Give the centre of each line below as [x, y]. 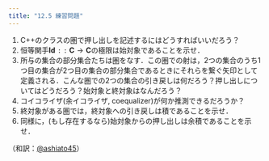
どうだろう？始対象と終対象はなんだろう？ [112, 91]
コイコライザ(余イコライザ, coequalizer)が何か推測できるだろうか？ [132, 100]
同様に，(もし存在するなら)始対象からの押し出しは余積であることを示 [136, 121]
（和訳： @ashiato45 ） [46, 148]
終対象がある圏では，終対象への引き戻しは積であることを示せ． [126, 111]
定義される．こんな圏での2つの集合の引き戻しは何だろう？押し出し [132, 80]
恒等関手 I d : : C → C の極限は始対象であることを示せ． [112, 50]
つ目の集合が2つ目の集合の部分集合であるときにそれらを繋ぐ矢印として [139, 70]
